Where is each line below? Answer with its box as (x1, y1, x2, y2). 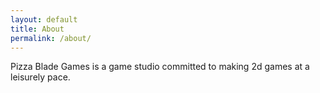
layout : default (10, 14, 78, 25)
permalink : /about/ (10, 33, 92, 43)
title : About (10, 24, 65, 34)
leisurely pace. (10, 71, 71, 83)
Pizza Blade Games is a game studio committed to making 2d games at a (10, 61, 310, 73)
